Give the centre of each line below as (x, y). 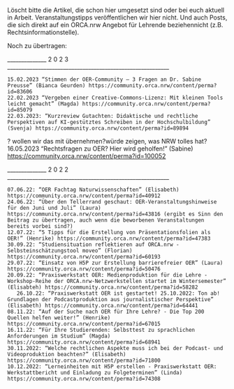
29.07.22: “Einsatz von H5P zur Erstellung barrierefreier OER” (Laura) (115, 263)
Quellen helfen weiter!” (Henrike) (59, 318)
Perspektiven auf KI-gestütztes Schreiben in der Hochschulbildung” (109, 122)
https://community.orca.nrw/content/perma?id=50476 (84, 269)
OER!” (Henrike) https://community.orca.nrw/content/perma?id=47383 (109, 238)
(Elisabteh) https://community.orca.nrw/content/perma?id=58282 (103, 287)
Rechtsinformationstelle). (43, 32)
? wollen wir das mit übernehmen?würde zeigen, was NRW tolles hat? (107, 141)
